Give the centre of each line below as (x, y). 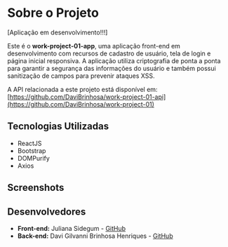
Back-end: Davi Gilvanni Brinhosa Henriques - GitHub (95, 236)
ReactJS (29, 143)
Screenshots (36, 188)
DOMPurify (34, 158)
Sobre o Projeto (53, 13)
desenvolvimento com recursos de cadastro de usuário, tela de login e (109, 53)
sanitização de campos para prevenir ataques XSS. (81, 76)
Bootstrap (32, 151)
